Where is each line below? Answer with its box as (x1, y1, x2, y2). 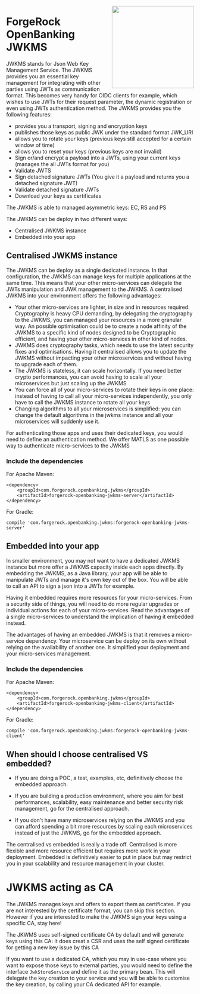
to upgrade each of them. (14, 360, 78, 367)
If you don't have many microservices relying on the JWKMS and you (14, 816, 185, 824)
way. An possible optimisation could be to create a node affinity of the (14, 323, 187, 330)
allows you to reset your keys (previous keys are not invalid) (14, 148, 162, 155)
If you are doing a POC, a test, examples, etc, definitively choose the (14, 774, 183, 781)
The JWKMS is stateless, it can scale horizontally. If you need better (14, 367, 183, 374)
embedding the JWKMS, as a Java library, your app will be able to (6, 569, 168, 576)
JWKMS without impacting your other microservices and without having (14, 354, 192, 361)
